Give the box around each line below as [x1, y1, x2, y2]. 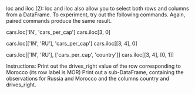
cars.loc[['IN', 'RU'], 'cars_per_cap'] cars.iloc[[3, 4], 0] [6, 40, 138, 47]
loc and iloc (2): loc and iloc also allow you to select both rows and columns [6, 5, 189, 12]
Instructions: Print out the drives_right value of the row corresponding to [6, 62, 181, 69]
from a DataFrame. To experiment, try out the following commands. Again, [6, 11, 186, 18]
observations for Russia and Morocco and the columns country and [6, 75, 169, 82]
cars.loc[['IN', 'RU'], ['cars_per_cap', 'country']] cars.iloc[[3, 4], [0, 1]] [6, 51, 174, 58]
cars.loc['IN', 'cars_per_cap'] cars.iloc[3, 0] [6, 29, 110, 36]
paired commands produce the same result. [6, 18, 112, 24]
